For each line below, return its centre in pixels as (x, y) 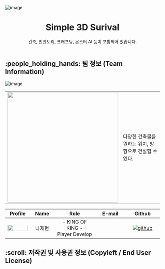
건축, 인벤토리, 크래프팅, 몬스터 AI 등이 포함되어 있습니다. (82, 41)
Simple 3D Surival (82, 27)
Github (142, 214)
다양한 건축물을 (139, 136)
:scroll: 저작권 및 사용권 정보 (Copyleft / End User (78, 253)
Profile (18, 214)
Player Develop (75, 234)
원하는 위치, (136, 144)
